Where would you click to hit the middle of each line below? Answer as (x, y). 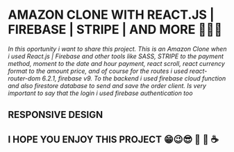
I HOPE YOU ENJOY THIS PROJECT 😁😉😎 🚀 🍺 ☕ (114, 139)
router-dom (24, 78)
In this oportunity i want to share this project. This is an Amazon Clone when (117, 49)
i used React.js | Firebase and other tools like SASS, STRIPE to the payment (116, 56)
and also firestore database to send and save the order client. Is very (107, 85)
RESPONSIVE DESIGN (56, 115)
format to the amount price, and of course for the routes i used (98, 71)
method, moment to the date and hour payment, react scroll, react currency (116, 63)
